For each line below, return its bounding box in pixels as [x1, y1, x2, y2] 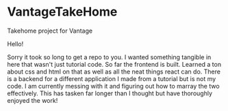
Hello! [7, 39, 24, 48]
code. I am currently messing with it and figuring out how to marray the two [7, 82, 220, 90]
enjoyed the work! [7, 96, 58, 104]
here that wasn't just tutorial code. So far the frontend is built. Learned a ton [7, 60, 221, 68]
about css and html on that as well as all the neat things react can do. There [7, 67, 221, 76]
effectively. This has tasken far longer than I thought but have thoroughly [7, 89, 213, 97]
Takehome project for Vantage [7, 27, 93, 35]
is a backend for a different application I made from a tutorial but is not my [7, 74, 216, 82]
